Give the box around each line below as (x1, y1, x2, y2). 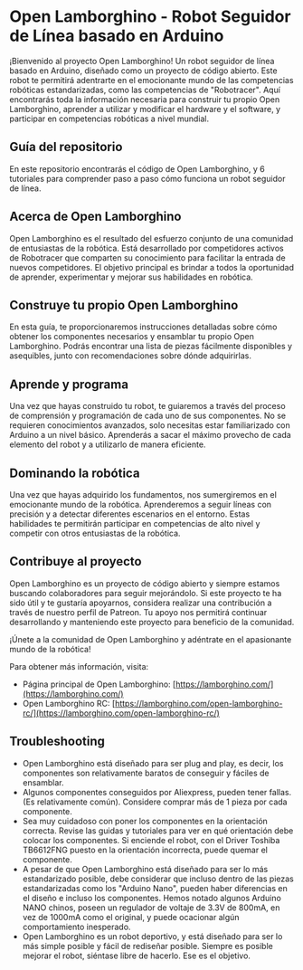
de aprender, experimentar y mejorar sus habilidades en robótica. (9, 271, 253, 282)
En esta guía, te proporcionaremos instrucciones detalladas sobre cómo (9, 321, 278, 332)
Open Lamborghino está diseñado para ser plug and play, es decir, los (22, 757, 284, 768)
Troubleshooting (9, 734, 106, 749)
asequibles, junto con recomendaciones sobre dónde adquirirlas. (9, 350, 251, 361)
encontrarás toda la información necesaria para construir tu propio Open (9, 93, 280, 105)
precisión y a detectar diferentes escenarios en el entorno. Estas (9, 509, 251, 519)
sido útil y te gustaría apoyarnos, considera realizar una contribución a (9, 597, 272, 608)
